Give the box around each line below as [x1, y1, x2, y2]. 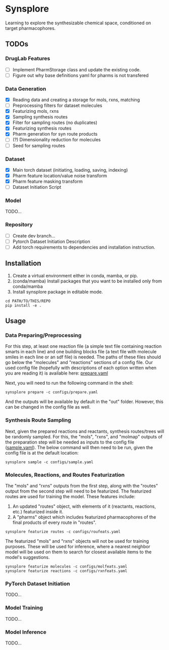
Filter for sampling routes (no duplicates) [12, 119, 97, 126]
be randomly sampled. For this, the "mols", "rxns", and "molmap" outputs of [5, 433, 163, 439]
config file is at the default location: [5, 450, 79, 456]
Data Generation [5, 85, 46, 92]
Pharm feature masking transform [12, 178, 83, 185]
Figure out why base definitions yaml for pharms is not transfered [12, 72, 149, 78]
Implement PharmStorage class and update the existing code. [12, 66, 141, 72]
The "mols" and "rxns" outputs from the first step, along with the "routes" [5, 483, 158, 489]
